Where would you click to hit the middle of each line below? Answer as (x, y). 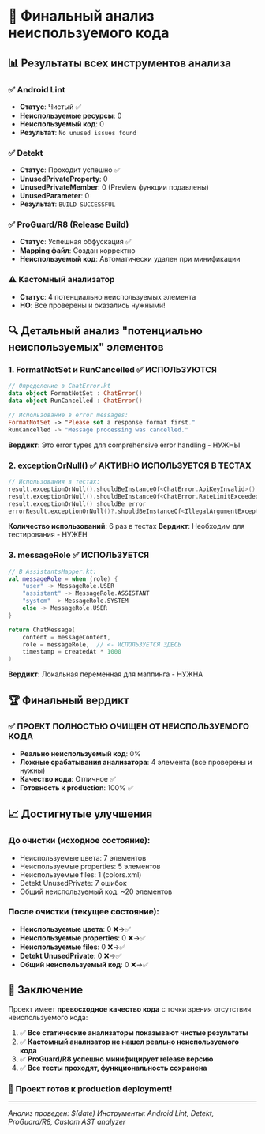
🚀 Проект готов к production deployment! (90, 1088)
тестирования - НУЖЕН (48, 535)
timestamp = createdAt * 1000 (72, 652)
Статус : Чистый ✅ (50, 107)
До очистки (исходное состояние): (79, 841)
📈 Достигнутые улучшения (80, 814)
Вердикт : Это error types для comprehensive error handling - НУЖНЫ (124, 445)
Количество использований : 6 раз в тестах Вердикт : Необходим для (127, 526)
